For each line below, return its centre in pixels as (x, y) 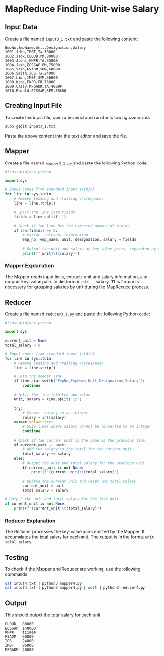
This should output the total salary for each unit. (53, 615)
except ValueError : (34, 422)
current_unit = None (26, 341)
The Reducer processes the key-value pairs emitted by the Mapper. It (75, 532)
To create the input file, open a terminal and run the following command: (78, 117)
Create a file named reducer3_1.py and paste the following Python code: (78, 314)
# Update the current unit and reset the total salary (80, 481)
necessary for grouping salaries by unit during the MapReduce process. (77, 287)
